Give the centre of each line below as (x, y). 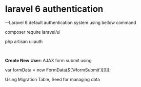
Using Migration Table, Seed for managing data (52, 79)
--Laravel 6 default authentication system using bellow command (71, 22)
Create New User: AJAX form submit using (48, 60)
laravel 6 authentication (54, 9)
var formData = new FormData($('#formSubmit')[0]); (58, 70)
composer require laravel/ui (33, 32)
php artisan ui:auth (24, 41)
